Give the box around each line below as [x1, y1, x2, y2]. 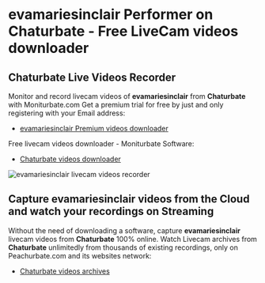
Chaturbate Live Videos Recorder [8, 70, 176, 84]
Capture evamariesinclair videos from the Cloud [8, 192, 250, 206]
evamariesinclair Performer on [8, 6, 214, 24]
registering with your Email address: [8, 108, 126, 118]
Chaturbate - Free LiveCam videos [8, 22, 239, 40]
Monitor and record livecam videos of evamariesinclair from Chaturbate [8, 92, 246, 100]
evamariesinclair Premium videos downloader [19, 124, 168, 133]
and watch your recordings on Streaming [8, 205, 214, 218]
